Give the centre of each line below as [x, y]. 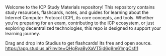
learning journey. [23, 33]
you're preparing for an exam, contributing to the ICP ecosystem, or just [80, 23]
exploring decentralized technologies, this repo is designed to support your [83, 28]
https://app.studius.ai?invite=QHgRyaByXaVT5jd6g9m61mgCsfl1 [72, 48]
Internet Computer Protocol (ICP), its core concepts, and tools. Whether [79, 18]
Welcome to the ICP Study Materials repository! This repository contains [80, 7]
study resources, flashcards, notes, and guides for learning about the [77, 12]
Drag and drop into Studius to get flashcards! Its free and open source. [78, 43]
